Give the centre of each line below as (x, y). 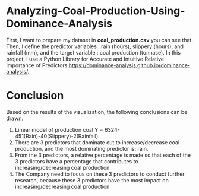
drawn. (15, 118)
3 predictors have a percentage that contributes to (76, 161)
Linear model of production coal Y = (59, 129)
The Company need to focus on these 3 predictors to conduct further (100, 174)
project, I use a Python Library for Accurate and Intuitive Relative (85, 59)
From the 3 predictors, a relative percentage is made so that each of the (103, 155)
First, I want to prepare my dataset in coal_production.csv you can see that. (99, 40)
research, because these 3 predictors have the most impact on (92, 180)
